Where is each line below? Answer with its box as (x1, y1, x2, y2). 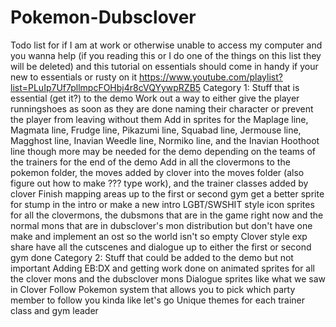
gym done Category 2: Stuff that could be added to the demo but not (10, 251, 294, 263)
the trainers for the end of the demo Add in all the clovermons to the (10, 156, 291, 168)
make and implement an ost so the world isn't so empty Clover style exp (10, 230, 308, 242)
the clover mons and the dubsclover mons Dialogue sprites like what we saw (10, 272, 327, 285)
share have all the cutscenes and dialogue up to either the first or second (10, 241, 312, 253)
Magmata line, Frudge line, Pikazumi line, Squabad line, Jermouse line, (10, 124, 302, 136)
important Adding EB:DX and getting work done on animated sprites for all (10, 262, 315, 274)
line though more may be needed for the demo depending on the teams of (10, 145, 317, 157)
